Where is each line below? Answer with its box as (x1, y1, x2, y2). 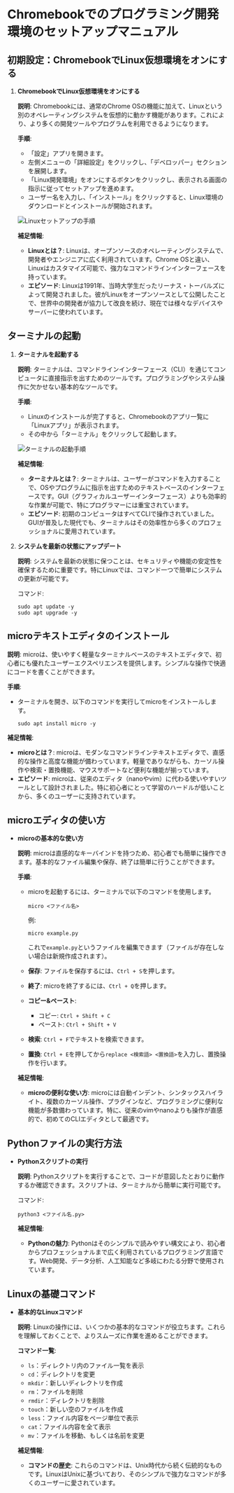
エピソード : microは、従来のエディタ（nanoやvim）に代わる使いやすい (17, 774, 221, 783)
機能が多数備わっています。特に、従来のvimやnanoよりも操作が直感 (27, 1106, 224, 1115)
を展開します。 (27, 167, 71, 175)
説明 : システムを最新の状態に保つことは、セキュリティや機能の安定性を (17, 556, 223, 565)
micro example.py (27, 930, 79, 937)
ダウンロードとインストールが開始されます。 (27, 202, 156, 210)
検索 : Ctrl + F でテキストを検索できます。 (27, 1035, 148, 1044)
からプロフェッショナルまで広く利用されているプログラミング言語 (27, 1248, 218, 1256)
